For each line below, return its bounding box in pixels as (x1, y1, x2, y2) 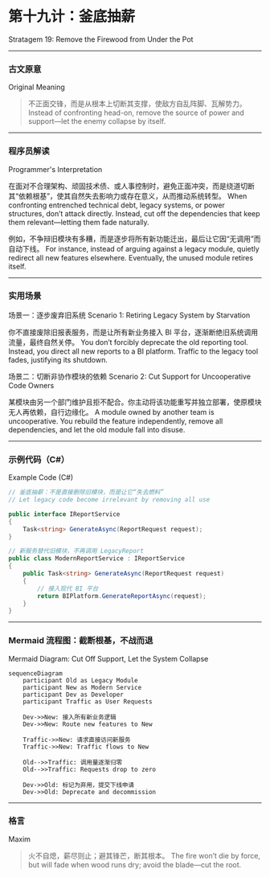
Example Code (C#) (8, 473, 74, 482)
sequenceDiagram (8, 669, 63, 678)
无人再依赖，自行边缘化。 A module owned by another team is (8, 407, 215, 416)
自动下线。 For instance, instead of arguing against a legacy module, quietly (8, 244, 260, 253)
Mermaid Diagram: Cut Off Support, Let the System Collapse (8, 654, 209, 663)
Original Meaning (8, 82, 66, 92)
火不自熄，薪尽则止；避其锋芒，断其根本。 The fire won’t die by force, (27, 850, 261, 860)
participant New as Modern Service (22, 683, 142, 691)
